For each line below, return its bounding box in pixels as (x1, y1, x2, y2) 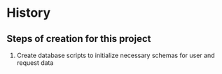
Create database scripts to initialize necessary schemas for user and (16, 51, 215, 59)
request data (16, 59, 54, 67)
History (6, 5, 51, 21)
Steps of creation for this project (6, 33, 151, 45)
